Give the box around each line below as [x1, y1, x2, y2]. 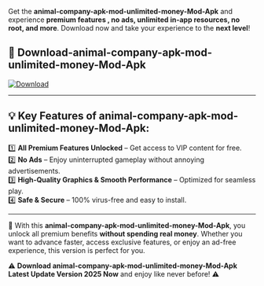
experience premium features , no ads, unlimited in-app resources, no [8, 15, 240, 24]
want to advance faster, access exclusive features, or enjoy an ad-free [8, 237, 236, 247]
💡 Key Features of [8, 109, 97, 123]
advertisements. [8, 166, 60, 175]
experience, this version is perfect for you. [8, 245, 145, 255]
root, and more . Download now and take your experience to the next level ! [8, 24, 251, 32]
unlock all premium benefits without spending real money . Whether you [8, 229, 243, 238]
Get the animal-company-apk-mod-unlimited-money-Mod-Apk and [8, 7, 233, 16]
